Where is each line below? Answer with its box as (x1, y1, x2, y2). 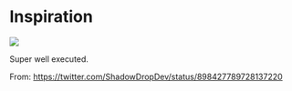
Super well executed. (9, 53, 89, 65)
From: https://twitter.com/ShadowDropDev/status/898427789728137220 (9, 71, 283, 82)
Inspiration (9, 6, 93, 27)
